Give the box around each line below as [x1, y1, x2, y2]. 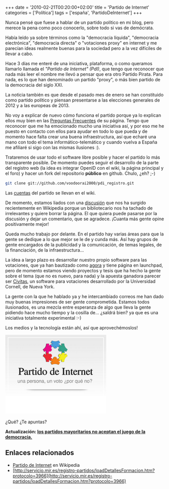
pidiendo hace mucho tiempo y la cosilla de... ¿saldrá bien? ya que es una [5, 309, 158, 315]
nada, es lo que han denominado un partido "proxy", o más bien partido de [5, 77, 160, 82]
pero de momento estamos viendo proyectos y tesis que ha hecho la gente [5, 267, 161, 273]
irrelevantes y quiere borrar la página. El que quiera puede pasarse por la [5, 210, 157, 216]
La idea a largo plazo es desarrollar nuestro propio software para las [5, 257, 147, 263]
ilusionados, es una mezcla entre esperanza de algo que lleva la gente [5, 304, 151, 310]
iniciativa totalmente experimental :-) [5, 315, 82, 321]
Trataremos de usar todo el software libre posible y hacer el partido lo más [5, 154, 160, 160]
